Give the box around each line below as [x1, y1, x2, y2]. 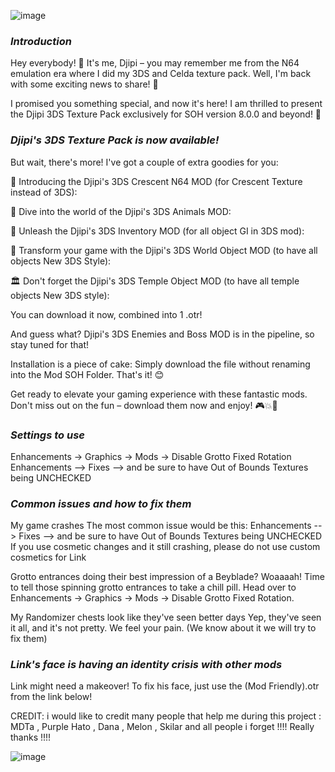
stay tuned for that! [10, 338, 90, 350]
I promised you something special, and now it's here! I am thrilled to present [10, 98, 323, 110]
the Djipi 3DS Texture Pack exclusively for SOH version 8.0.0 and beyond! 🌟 [10, 108, 322, 120]
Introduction [10, 34, 72, 48]
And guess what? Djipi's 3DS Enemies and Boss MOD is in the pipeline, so [10, 328, 315, 340]
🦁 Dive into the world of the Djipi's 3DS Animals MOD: [10, 205, 232, 217]
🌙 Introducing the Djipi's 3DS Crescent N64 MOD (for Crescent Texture [10, 175, 303, 187]
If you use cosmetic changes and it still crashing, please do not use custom [10, 541, 321, 553]
